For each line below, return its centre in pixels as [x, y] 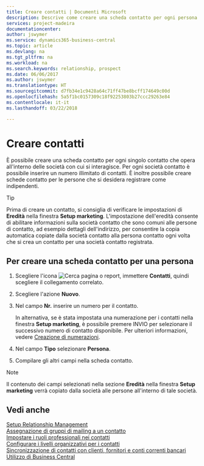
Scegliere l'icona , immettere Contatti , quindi [102, 276]
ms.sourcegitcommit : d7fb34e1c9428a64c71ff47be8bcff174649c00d [88, 91]
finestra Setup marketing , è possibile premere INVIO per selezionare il [104, 324]
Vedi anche [28, 410]
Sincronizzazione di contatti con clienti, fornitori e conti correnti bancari [96, 450]
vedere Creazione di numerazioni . [58, 337]
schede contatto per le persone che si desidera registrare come [86, 179]
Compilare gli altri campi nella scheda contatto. [74, 361]
